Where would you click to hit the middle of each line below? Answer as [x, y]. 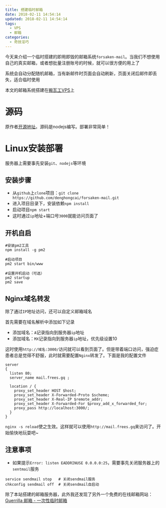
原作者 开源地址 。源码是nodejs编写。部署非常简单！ [58, 126]
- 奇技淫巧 [19, 42]
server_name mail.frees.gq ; [40, 378]
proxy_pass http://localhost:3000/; [52, 408]
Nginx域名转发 [28, 298]
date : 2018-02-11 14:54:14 [33, 14]
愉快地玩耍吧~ [24, 433]
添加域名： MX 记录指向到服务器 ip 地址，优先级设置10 [65, 339]
